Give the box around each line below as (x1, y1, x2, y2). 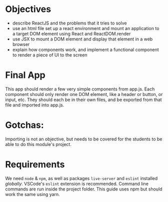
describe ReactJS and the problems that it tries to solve (12, 20, 127, 26)
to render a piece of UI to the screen (12, 51, 87, 58)
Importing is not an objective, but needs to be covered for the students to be (5, 136, 162, 142)
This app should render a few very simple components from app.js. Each (5, 86, 155, 92)
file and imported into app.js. (5, 101, 64, 108)
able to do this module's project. (5, 141, 71, 147)
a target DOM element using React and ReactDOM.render (12, 30, 131, 36)
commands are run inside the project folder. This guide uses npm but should (5, 186, 162, 192)
